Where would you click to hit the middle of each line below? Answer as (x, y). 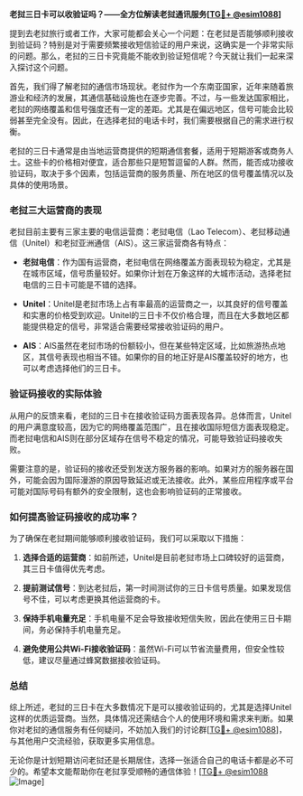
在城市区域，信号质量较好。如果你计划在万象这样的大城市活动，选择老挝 (156, 274)
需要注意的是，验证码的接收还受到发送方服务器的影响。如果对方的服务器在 (147, 468)
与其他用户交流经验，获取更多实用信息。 (84, 741)
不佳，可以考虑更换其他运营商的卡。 (97, 599)
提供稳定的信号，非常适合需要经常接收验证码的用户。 (129, 327)
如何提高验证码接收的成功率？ (74, 517)
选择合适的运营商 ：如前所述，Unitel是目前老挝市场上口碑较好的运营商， (156, 557)
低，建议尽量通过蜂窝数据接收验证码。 (93, 660)
